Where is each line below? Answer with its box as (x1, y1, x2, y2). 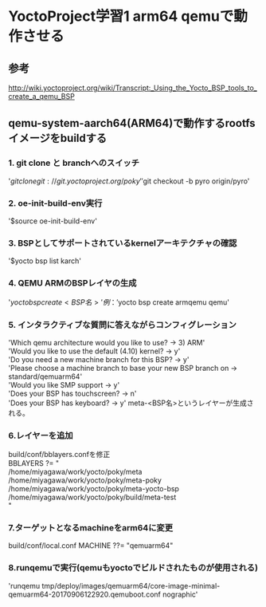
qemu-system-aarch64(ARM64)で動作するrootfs (8, 116, 256, 130)
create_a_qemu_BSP (8, 92, 76, 101)
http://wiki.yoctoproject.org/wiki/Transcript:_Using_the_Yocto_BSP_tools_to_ (8, 83, 257, 93)
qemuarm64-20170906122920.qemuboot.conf (8, 589, 161, 599)
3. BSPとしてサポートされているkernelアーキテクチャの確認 (8, 237, 237, 248)
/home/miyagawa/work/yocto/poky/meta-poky (8, 475, 162, 485)
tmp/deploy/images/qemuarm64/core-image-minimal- (41, 581, 221, 590)
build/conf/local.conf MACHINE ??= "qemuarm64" (8, 541, 174, 550)
